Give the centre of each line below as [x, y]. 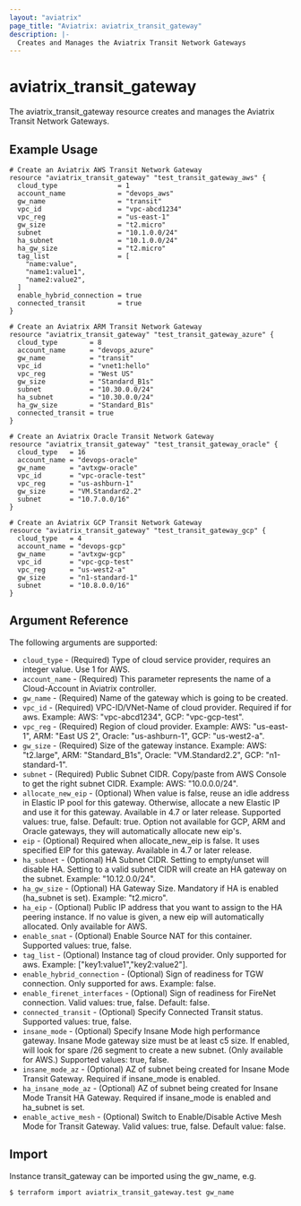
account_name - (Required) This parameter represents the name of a [146, 678]
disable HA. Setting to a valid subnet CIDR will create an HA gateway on [155, 869]
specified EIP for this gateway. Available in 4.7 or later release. [137, 850]
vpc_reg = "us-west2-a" [72, 570]
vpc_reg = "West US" [76, 374]
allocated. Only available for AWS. [85, 926]
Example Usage [54, 149]
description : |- [39, 34]
